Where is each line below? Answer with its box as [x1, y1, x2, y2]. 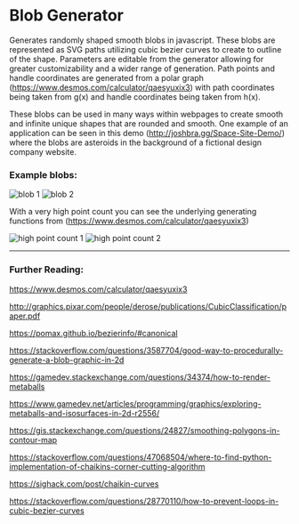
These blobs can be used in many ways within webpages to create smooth [9, 109, 284, 119]
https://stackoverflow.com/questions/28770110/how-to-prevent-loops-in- [9, 496, 279, 506]
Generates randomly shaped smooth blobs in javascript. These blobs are [9, 35, 276, 45]
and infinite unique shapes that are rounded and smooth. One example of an [9, 117, 289, 129]
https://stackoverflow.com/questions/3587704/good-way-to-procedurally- [9, 344, 284, 356]
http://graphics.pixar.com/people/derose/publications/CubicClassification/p [9, 301, 287, 311]
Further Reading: [9, 263, 85, 276]
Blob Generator [9, 5, 125, 26]
